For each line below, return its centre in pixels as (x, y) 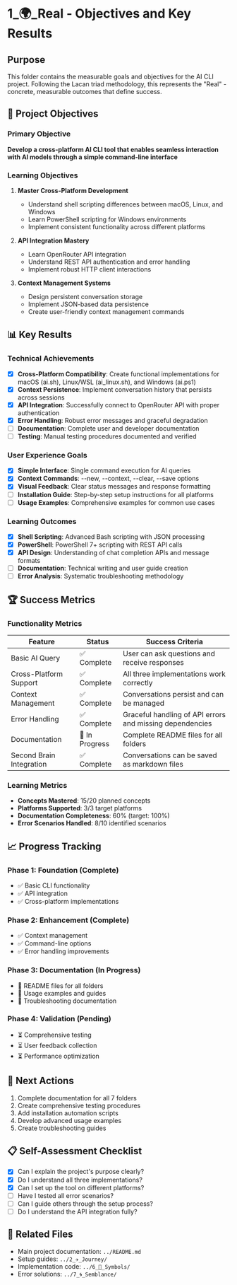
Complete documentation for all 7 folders (77, 1098)
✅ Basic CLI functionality (54, 885)
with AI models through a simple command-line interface (92, 157)
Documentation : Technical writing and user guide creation (103, 568)
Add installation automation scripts (68, 1113)
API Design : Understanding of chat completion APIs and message (113, 553)
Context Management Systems (64, 283)
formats (29, 561)
